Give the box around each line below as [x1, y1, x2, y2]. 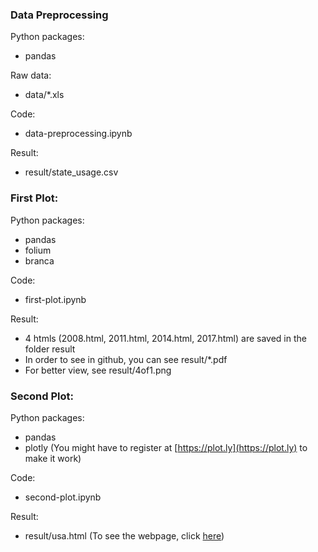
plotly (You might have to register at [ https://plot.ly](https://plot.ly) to [24, 441, 308, 453]
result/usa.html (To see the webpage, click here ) [24, 529, 225, 542]
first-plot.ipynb [24, 293, 87, 305]
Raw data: [10, 69, 52, 82]
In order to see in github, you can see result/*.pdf [24, 353, 228, 365]
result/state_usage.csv [24, 166, 119, 178]
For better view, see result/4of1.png [24, 364, 172, 376]
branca [24, 254, 55, 267]
